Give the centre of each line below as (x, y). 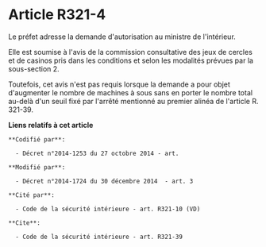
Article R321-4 (57, 15)
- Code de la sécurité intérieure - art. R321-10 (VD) (108, 209)
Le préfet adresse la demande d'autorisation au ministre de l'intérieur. (122, 37)
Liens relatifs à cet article (51, 125)
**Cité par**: (32, 195)
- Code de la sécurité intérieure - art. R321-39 (99, 237)
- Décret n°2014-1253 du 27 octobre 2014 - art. (97, 153)
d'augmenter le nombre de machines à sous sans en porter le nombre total (130, 92)
